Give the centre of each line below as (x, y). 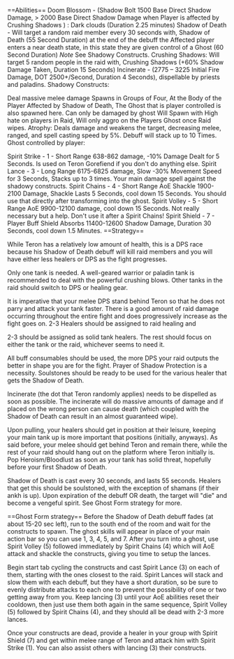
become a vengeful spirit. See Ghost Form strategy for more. (95, 503)
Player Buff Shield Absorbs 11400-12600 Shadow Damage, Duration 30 (109, 223)
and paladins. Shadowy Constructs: (58, 84)
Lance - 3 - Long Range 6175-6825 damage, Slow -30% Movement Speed (115, 171)
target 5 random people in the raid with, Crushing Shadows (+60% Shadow (116, 62)
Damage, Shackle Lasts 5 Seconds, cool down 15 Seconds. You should (125, 193)
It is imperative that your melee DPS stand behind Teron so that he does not (116, 301)
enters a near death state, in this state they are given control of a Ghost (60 (116, 47)
